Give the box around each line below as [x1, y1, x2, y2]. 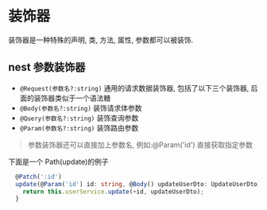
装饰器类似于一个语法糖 [33, 93, 111, 103]
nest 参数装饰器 [8, 60, 86, 74]
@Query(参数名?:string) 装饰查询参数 [19, 113, 139, 122]
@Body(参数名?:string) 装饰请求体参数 [19, 103, 142, 112]
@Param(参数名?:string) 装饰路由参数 [19, 122, 139, 132]
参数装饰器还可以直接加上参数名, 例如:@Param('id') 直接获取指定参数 [27, 140, 253, 150]
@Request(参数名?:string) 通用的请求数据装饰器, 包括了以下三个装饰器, [19, 83, 250, 92]
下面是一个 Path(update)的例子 [8, 157, 109, 166]
